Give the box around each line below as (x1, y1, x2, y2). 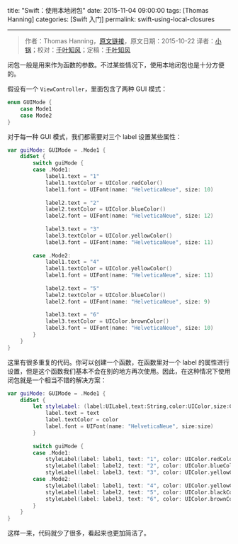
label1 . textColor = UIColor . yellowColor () (45, 265, 173, 272)
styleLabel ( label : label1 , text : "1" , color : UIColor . (45, 456, 211, 463)
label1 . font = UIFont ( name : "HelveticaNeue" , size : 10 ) (45, 186, 214, 193)
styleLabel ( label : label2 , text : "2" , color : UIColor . (45, 462, 211, 470)
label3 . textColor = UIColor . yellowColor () (45, 232, 173, 239)
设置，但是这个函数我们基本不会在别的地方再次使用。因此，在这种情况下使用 (7, 367, 231, 375)
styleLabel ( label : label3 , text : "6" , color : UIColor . (45, 495, 211, 502)
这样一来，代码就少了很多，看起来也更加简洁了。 (7, 529, 150, 538)
